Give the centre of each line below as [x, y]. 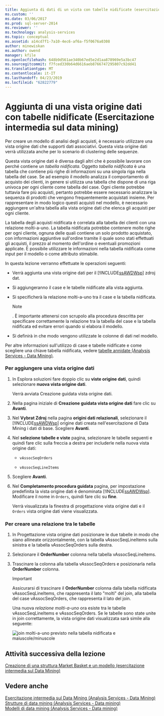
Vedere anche [27, 686]
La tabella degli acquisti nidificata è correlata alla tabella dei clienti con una [80, 222]
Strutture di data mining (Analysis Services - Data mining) [63, 703]
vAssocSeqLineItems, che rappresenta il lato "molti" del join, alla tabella [84, 594]
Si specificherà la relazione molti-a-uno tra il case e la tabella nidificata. [84, 297]
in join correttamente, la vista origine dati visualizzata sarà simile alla [81, 619]
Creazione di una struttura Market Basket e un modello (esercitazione [75, 665]
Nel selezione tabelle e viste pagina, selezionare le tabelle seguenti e [82, 438]
